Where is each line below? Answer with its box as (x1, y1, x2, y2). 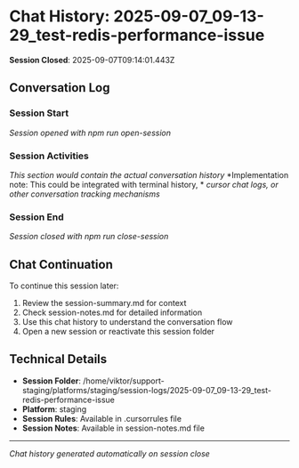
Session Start (9, 107, 69, 119)
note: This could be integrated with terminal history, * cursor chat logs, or (9, 179, 279, 190)
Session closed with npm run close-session (9, 231, 169, 242)
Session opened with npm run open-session (9, 127, 172, 138)
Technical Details (9, 351, 108, 367)
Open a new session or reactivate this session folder (21, 327, 215, 337)
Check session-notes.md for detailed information (21, 307, 203, 318)
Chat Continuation (9, 256, 114, 272)
